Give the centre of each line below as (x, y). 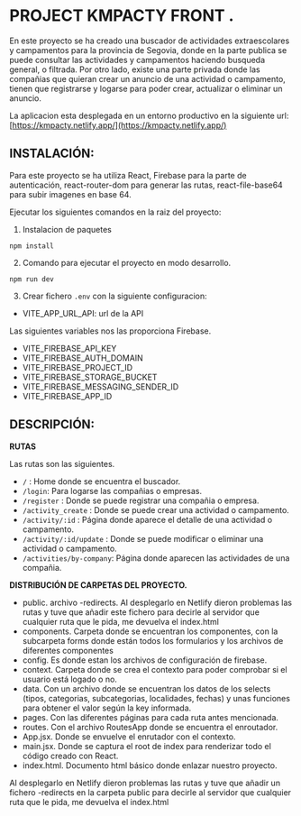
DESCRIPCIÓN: (52, 425)
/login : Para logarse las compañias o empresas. (112, 491)
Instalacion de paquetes (67, 229)
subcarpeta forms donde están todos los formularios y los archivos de (153, 640)
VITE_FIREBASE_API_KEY (69, 348)
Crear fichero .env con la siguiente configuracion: (114, 296)
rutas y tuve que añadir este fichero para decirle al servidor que (141, 612)
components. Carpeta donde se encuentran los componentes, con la (150, 631)
